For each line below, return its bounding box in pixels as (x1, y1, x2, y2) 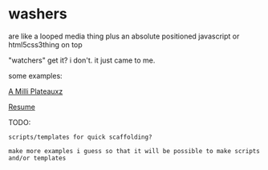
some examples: (8, 71, 63, 80)
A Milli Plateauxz (8, 86, 63, 96)
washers (8, 5, 67, 23)
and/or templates (8, 154, 67, 162)
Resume (8, 102, 36, 111)
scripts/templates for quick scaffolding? (8, 133, 152, 141)
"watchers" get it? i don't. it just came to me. (8, 55, 156, 65)
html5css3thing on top (8, 39, 83, 49)
